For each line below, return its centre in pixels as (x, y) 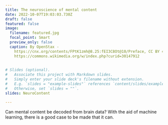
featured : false (22, 24)
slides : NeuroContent (28, 93)
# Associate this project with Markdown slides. (59, 75)
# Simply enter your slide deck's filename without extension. (74, 79)
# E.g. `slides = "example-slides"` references (58, 84)
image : (12, 28)
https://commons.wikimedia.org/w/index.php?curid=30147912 (77, 56)
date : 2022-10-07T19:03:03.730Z (39, 14)
